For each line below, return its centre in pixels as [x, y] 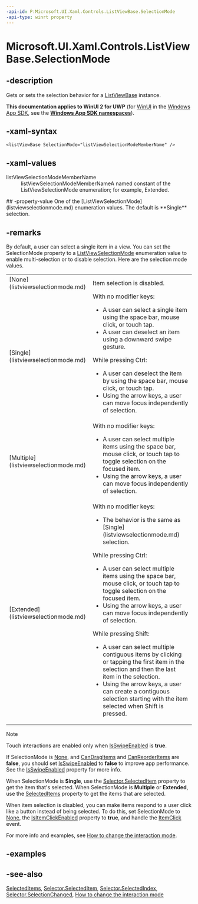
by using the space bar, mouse [146, 380]
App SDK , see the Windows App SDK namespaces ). [70, 112]
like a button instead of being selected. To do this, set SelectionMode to [93, 811]
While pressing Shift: [121, 634]
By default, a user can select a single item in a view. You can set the [88, 247]
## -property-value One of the [43, 201]
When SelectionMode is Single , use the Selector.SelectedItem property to [96, 781]
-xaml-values [31, 163]
